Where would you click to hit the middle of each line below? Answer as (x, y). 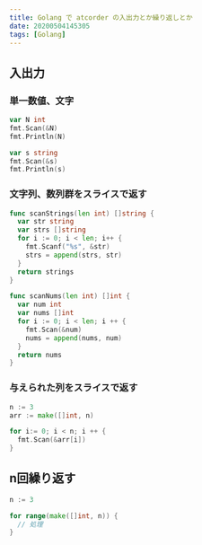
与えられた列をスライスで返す (74, 388)
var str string (46, 222)
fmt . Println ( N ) (38, 136)
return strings (46, 272)
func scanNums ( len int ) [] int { (70, 296)
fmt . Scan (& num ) (54, 330)
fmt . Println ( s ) (38, 170)
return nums (40, 355)
